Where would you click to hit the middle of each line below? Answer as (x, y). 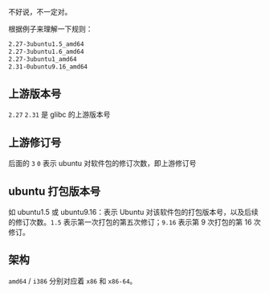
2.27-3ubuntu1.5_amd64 (46, 44)
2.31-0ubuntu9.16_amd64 (48, 67)
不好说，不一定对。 (40, 12)
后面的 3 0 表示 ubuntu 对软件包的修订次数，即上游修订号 (102, 163)
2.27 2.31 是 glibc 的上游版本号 (59, 114)
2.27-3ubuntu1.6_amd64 (46, 52)
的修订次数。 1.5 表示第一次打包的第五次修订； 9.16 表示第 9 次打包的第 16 (130, 222)
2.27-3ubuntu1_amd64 (43, 59)
